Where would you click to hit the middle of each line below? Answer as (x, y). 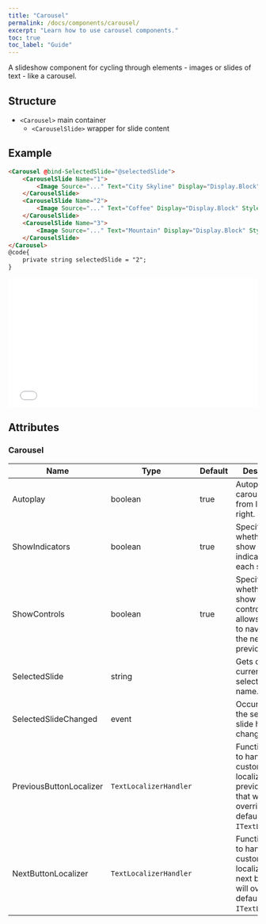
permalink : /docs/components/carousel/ (74, 23)
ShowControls (38, 613)
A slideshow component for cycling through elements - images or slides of (130, 67)
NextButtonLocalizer (50, 873)
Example (30, 153)
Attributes (34, 428)
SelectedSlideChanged (55, 719)
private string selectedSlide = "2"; (85, 260)
